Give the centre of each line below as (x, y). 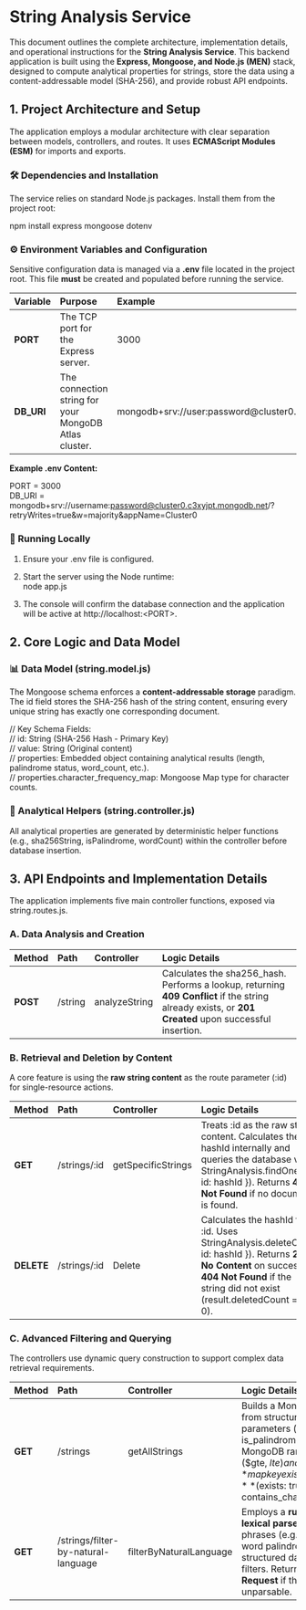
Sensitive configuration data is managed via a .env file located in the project (153, 269)
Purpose (78, 301)
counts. (24, 788)
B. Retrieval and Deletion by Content (91, 1058)
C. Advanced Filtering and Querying (91, 1338)
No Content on (233, 1266)
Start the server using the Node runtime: (98, 576)
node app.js (45, 586)
